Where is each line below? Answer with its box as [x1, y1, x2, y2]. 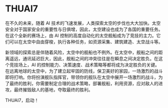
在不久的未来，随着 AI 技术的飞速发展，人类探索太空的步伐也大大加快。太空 [5, 20, 161, 26]
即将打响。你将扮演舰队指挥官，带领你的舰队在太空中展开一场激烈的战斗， [5, 74, 158, 80]
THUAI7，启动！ [5, 97, 39, 103]
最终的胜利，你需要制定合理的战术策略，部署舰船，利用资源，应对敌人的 [9, 80, 158, 86]
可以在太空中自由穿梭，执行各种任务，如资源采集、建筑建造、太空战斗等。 [9, 38, 163, 45]
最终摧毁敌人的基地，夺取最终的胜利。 [13, 87, 93, 93]
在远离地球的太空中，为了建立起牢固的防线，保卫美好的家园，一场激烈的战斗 [5, 68, 163, 74]
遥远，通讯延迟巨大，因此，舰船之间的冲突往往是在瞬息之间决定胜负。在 [9, 55, 158, 61]
